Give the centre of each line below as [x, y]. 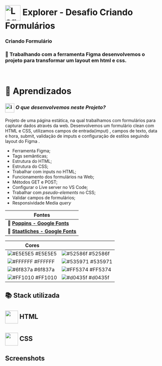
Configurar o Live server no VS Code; [50, 187]
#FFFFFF [44, 261]
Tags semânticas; [30, 156]
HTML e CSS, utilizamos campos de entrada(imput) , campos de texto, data [81, 131]
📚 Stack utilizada [32, 295]
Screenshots [25, 358]
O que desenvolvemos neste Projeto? [61, 107]
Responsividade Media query [42, 203]
